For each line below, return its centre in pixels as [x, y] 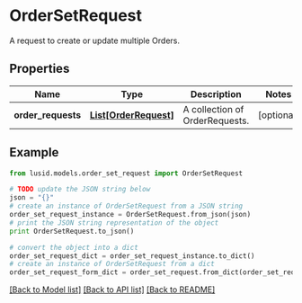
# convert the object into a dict [74, 247]
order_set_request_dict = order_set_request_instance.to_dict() [132, 256]
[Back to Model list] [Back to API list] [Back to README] [112, 290]
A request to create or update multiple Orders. [95, 40]
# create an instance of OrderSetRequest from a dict [112, 264]
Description [216, 94]
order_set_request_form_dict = [68, 272]
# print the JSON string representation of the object [114, 223]
